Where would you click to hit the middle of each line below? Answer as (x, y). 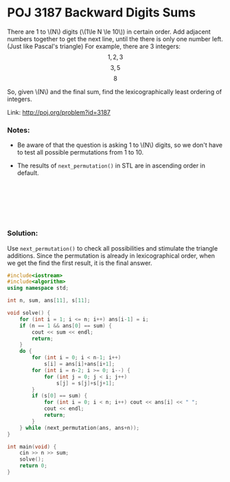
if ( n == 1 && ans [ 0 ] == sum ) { (66, 325)
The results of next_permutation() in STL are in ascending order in (111, 165)
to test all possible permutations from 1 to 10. (80, 152)
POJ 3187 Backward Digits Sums (101, 13)
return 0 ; (34, 466)
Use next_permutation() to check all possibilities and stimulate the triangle (113, 248)
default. (28, 173)
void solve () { (29, 313)
